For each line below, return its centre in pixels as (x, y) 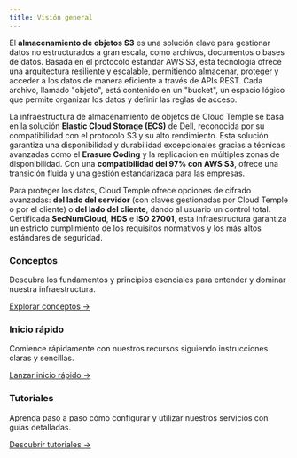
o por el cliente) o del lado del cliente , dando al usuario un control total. (140, 209)
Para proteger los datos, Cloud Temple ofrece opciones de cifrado (130, 190)
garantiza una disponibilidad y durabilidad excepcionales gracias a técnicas (147, 145)
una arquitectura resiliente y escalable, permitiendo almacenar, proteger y (144, 71)
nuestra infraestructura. (52, 288)
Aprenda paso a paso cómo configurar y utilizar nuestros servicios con (139, 417)
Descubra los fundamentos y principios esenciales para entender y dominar (148, 280)
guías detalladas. (40, 427)
